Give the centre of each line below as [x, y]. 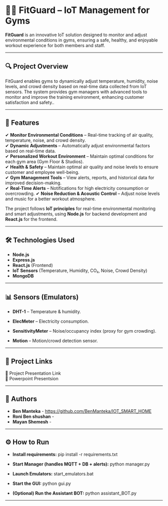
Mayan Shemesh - [32, 422]
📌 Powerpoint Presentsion [32, 378]
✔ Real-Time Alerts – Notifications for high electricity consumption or [77, 188]
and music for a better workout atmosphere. [50, 199]
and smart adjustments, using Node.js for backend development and [76, 214]
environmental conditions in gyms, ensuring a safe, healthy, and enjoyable [81, 40]
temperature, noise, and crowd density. [45, 140]
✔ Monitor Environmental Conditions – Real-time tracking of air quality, [79, 135]
